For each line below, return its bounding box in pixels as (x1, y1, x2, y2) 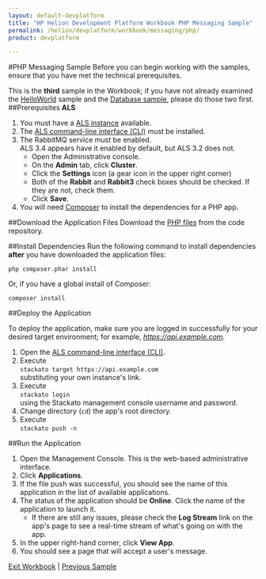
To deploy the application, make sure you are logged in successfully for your (8, 324, 258, 333)
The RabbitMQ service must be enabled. (19, 135, 152, 145)
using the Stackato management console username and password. (19, 398, 238, 408)
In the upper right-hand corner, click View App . (19, 538, 175, 547)
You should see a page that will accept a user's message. (19, 547, 207, 556)
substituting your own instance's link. (19, 373, 142, 383)
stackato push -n (19, 425, 78, 432)
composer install (8, 295, 66, 303)
